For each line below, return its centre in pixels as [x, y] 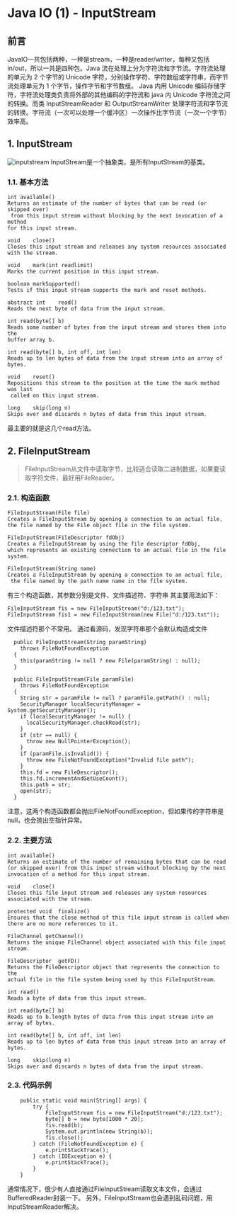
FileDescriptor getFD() [44, 961]
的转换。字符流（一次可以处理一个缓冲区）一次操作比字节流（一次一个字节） [119, 112]
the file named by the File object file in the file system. [99, 526]
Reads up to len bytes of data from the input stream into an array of [115, 359]
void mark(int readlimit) [50, 266]
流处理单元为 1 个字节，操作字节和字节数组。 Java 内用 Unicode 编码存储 [114, 86]
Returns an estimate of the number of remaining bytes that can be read [117, 862]
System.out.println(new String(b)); [99, 1132]
